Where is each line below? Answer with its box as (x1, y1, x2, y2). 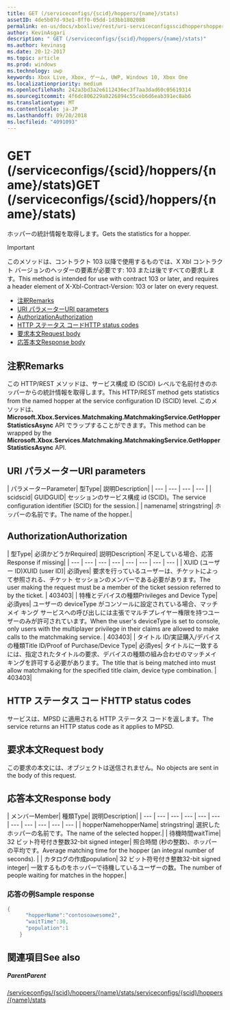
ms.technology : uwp (7, 67, 63, 74)
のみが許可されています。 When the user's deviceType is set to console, (18, 616, 220, 625)
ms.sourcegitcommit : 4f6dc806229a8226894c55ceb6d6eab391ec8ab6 (7, 93, 192, 100)
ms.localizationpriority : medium (7, 80, 103, 87)
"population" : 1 (25, 925, 69, 932)
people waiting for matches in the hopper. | (7, 871, 127, 880)
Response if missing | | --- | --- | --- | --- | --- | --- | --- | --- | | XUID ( (7, 558, 203, 566)
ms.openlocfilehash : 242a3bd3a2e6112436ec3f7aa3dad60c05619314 (7, 86, 192, 93)
